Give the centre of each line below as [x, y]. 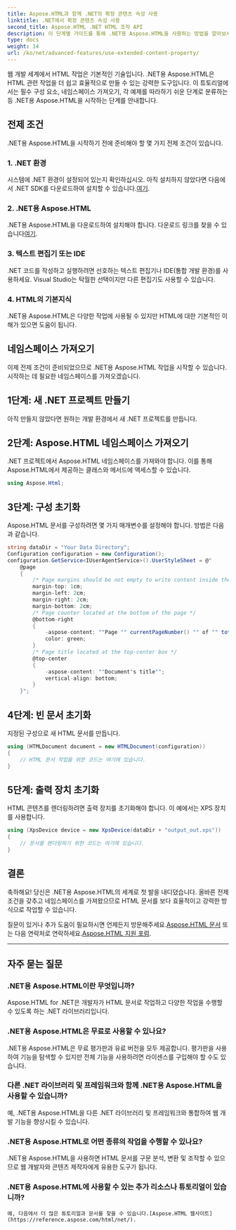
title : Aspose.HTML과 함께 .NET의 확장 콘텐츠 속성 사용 [83, 14]
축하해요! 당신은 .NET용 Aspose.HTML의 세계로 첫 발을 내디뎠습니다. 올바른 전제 [118, 892]
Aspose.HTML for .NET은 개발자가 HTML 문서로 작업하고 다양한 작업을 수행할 [115, 1003]
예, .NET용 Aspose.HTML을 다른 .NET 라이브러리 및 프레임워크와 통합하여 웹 [113, 1112]
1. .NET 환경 [27, 163]
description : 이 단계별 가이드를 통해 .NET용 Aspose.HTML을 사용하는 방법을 [108, 33]
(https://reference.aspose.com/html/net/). [72, 1220]
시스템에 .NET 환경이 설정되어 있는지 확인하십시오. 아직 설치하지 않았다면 [107, 179]
